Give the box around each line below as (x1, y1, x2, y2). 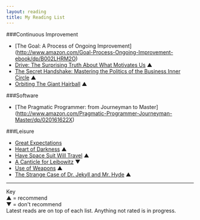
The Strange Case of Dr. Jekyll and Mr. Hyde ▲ (14, 171, 132, 178)
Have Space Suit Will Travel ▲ (14, 151, 89, 159)
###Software (6, 92, 39, 99)
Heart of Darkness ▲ (14, 145, 67, 153)
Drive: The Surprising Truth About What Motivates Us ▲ (14, 61, 153, 69)
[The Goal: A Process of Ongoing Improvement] (14, 42, 132, 49)
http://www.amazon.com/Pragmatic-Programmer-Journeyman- (17, 110, 173, 117)
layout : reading (6, 8, 46, 15)
